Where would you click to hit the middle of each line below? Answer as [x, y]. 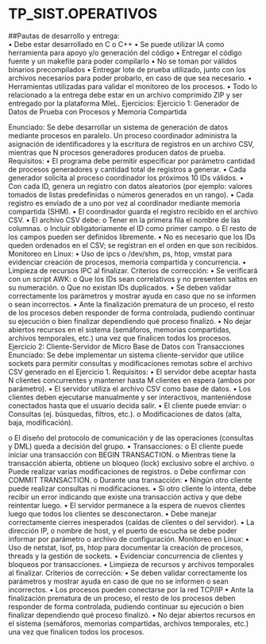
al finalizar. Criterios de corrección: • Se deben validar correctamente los [128, 573]
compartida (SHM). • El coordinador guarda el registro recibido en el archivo [133, 211]
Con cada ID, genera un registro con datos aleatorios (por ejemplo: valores [130, 186]
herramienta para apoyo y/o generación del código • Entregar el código [125, 52]
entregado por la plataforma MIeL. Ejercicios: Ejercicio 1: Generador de [124, 103]
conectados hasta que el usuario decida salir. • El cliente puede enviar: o [127, 405]
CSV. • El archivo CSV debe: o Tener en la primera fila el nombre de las [124, 220]
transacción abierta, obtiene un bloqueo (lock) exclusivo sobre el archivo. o [131, 463]
